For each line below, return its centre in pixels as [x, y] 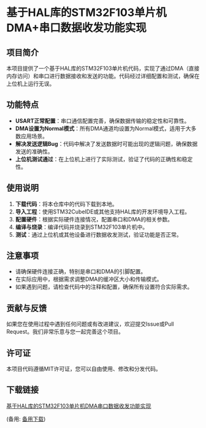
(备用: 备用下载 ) [26, 419]
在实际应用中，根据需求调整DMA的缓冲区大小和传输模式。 [89, 279]
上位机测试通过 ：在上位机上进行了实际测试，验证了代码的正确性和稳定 [104, 159]
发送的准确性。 [34, 151]
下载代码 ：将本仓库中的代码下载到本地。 [66, 204]
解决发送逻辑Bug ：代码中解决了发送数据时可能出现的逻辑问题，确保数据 [106, 143]
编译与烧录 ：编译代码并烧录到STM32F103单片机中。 [82, 227]
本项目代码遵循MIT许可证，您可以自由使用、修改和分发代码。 [84, 369]
